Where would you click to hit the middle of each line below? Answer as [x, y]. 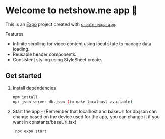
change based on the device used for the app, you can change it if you [86, 117]
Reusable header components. [44, 54]
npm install [25, 97]
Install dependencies [34, 88]
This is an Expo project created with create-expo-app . [61, 24]
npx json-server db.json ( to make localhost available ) [72, 102]
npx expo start [31, 131]
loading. [21, 49]
